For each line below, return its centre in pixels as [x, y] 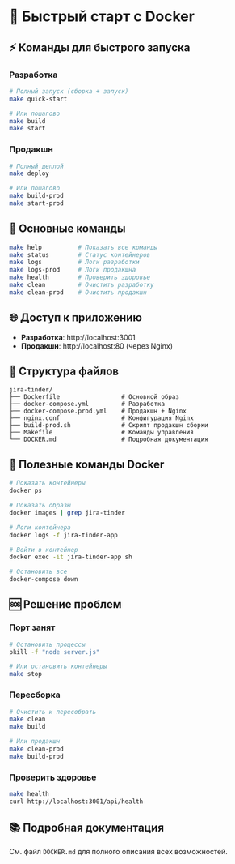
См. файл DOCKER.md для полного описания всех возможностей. [119, 851]
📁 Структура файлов [64, 372]
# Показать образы [40, 506]
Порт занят [32, 627]
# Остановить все [38, 572]
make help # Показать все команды [84, 247]
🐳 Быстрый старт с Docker [102, 17]
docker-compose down [44, 580]
